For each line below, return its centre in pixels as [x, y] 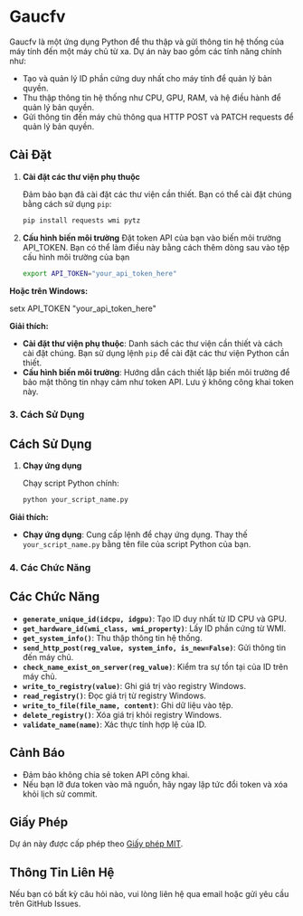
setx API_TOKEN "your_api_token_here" [83, 308]
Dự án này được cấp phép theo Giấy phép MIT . [96, 844]
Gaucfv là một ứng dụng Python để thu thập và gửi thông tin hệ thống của [147, 42]
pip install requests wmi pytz [81, 220]
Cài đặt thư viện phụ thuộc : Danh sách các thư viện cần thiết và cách [152, 343]
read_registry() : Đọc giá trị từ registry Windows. [114, 695]
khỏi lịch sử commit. [60, 794]
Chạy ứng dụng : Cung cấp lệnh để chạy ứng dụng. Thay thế [135, 534]
